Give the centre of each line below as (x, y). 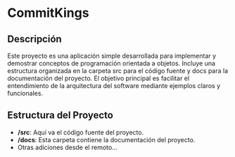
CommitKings (48, 13)
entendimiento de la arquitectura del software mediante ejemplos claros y (114, 86)
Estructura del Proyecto (61, 115)
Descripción (34, 39)
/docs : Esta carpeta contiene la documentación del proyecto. (106, 139)
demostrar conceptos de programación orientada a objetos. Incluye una (112, 63)
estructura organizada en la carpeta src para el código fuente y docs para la (118, 71)
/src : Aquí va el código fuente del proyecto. (81, 132)
